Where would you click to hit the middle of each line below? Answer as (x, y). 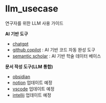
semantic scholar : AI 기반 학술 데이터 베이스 (57, 56)
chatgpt (20, 43)
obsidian (21, 76)
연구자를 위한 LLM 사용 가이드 (34, 23)
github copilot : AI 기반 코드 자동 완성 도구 (54, 49)
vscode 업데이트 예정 (33, 88)
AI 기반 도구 (17, 33)
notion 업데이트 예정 (32, 82)
